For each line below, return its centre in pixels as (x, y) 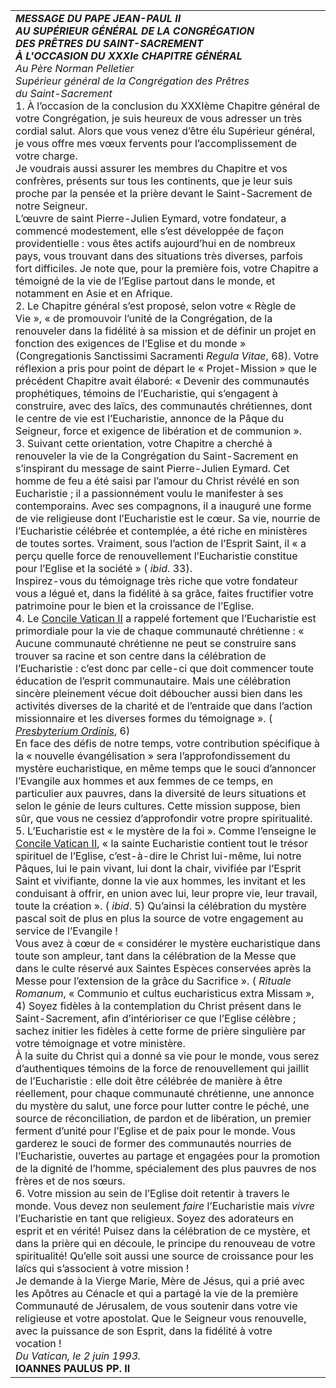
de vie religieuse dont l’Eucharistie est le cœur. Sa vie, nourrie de (168, 518)
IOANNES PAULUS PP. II (73, 1368)
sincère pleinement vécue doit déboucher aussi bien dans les (159, 693)
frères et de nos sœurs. (70, 1181)
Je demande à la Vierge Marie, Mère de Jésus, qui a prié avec (160, 1281)
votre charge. (46, 156)
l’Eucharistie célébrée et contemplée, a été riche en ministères (161, 531)
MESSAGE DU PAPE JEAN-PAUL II (98, 18)
